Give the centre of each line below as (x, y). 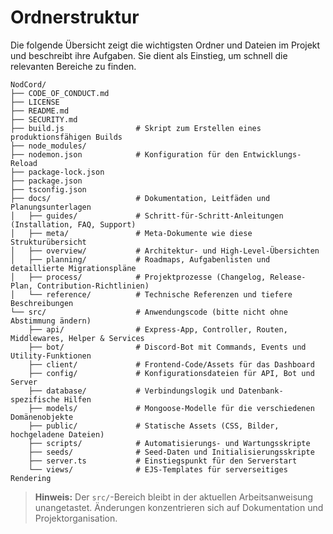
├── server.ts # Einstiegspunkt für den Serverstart (163, 461)
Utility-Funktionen (51, 356)
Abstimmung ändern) (51, 321)
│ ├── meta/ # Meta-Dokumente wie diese (131, 233)
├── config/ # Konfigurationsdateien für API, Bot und (171, 373)
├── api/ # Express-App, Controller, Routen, (158, 329)
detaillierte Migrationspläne (73, 268)
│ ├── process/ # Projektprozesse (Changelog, (138, 277)
